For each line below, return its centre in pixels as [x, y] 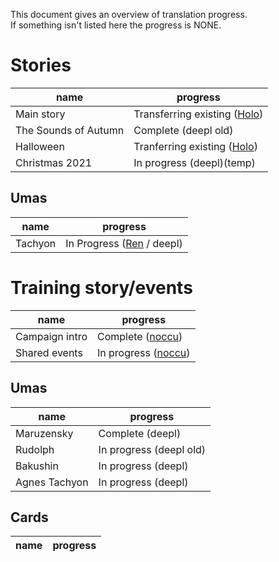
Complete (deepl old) [183, 130]
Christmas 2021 [54, 162]
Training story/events [101, 287]
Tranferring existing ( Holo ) [195, 146]
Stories [41, 65]
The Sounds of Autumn [70, 130]
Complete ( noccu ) [139, 336]
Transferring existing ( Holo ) [198, 114]
